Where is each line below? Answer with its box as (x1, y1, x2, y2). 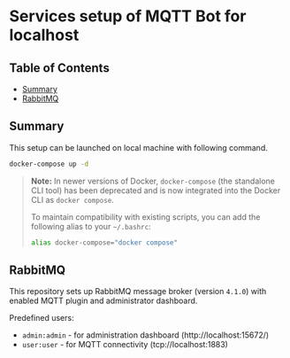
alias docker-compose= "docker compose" (30, 237, 179, 247)
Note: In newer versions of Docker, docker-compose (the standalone (30, 175, 276, 186)
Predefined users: (9, 313, 74, 323)
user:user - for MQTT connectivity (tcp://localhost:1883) (21, 339, 228, 350)
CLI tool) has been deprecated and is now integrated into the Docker (30, 184, 281, 196)
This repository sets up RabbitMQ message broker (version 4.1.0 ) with (9, 286, 267, 297)
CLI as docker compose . (30, 194, 115, 205)
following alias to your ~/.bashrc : (30, 221, 152, 231)
